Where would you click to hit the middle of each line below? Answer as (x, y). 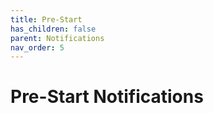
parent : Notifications (57, 38)
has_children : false (53, 29)
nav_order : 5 (37, 47)
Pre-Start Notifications (107, 97)
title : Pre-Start (46, 19)
